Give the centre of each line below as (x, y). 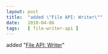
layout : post (22, 12)
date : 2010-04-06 (30, 23)
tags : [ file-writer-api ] (42, 28)
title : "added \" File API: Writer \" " (54, 17)
